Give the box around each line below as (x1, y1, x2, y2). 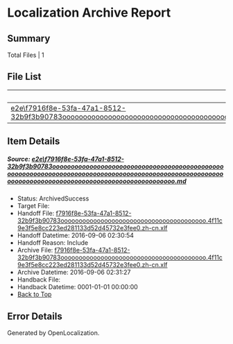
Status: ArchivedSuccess (17, 194, 89, 203)
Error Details (7, 310, 62, 322)
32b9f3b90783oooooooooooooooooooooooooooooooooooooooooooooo (7, 162, 224, 171)
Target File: (17, 202, 50, 210)
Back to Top (17, 290, 52, 299)
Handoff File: (17, 209, 55, 218)
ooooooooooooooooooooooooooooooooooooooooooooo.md (7, 177, 187, 185)
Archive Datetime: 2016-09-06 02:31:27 (17, 268, 131, 277)
